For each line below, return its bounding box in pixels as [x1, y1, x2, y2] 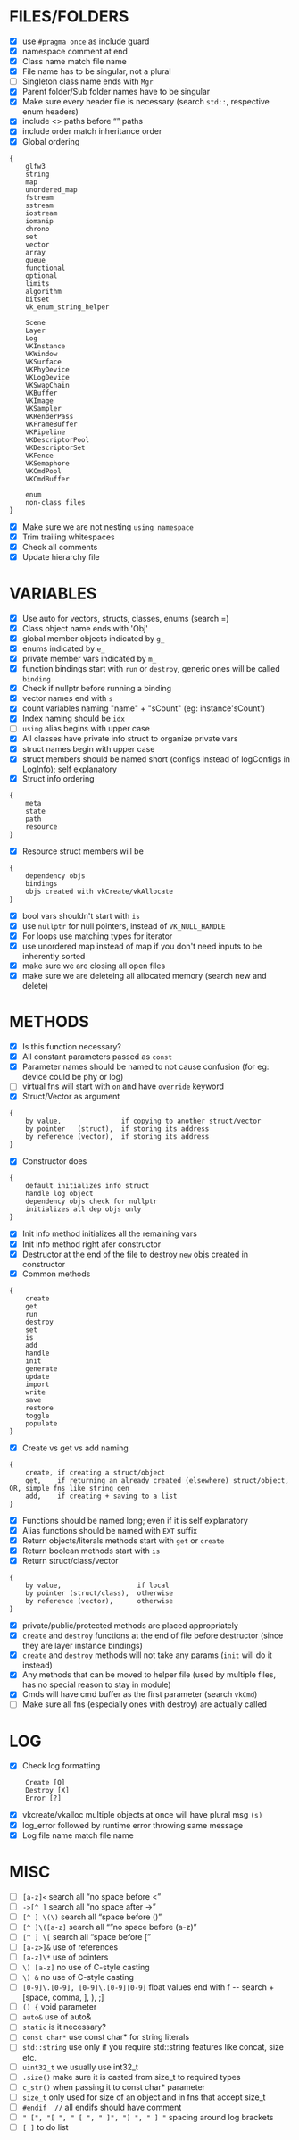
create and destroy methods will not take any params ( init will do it [21, 1650, 272, 1660]
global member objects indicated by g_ [21, 632, 165, 644]
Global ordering [21, 136, 80, 146]
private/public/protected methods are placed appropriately [21, 1620, 239, 1631]
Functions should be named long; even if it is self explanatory [21, 1515, 248, 1526]
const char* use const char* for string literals [21, 2032, 190, 2043]
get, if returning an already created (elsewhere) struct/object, [25, 1475, 290, 1484]
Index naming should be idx [21, 713, 125, 724]
